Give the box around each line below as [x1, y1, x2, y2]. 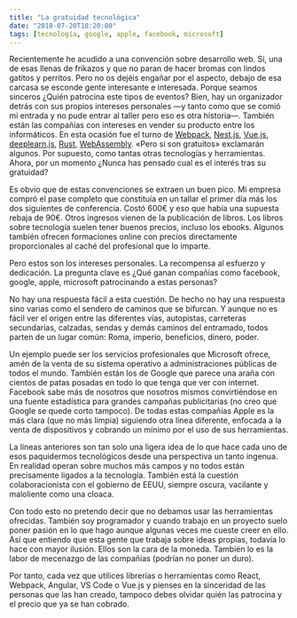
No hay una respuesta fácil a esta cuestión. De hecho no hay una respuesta [9, 294, 285, 305]
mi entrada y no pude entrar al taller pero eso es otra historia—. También [9, 110, 275, 121]
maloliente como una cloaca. [9, 489, 114, 500]
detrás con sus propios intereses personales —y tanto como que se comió [9, 101, 281, 112]
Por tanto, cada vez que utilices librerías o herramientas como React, [9, 570, 262, 582]
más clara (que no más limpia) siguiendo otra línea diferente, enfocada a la [9, 415, 282, 426]
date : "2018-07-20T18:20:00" [9, 21, 117, 30]
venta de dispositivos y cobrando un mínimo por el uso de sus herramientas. [9, 424, 289, 435]
